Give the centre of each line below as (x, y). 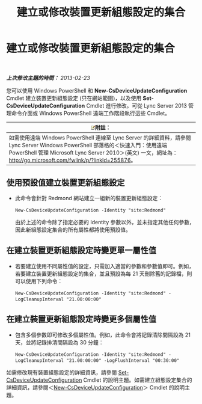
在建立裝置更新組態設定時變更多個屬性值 (81, 319)
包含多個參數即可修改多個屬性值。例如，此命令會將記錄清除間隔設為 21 (103, 335)
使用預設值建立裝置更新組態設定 (66, 182)
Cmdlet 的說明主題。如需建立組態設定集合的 (138, 380)
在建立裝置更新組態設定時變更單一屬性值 (81, 250)
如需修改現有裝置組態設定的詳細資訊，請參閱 (62, 372)
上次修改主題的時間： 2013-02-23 (48, 78)
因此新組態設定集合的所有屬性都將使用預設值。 (73, 230)
